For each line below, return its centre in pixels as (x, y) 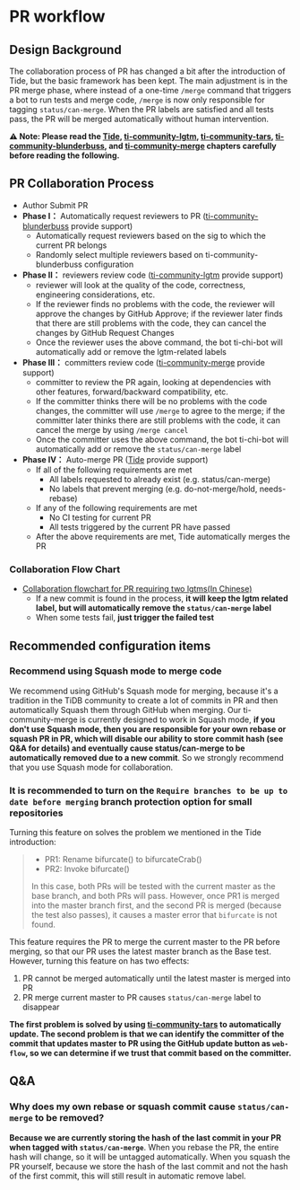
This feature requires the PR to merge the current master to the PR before (145, 942)
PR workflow (57, 17)
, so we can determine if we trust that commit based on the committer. (159, 1053)
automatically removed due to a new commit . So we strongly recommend (146, 757)
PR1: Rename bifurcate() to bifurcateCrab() (123, 859)
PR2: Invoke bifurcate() (87, 869)
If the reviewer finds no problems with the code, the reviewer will (155, 304)
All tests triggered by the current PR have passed (140, 526)
